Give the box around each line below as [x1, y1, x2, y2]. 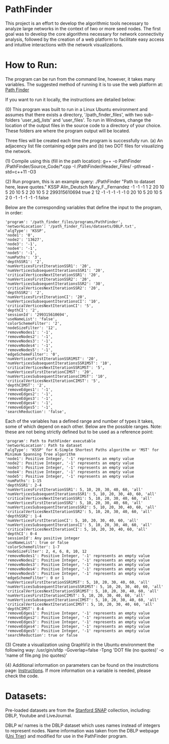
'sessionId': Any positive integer [5, 536, 80, 541]
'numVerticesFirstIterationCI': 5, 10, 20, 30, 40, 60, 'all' [5, 518, 139, 523]
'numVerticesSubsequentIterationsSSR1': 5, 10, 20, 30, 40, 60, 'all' [5, 491, 157, 496]
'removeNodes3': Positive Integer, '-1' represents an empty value [5, 562, 150, 567]
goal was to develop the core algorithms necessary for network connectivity [5, 31, 164, 37]
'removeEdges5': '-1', [5, 405, 53, 410]
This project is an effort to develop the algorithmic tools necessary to [5, 20, 149, 26]
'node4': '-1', [5, 246, 37, 251]
